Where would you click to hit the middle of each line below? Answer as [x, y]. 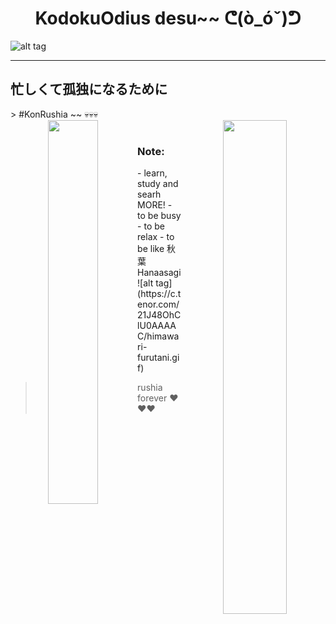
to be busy [159, 216]
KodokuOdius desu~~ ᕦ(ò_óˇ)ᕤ [168, 18]
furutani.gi [158, 358]
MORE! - [155, 205]
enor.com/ [158, 304]
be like [151, 249]
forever [152, 398]
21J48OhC [159, 315]
